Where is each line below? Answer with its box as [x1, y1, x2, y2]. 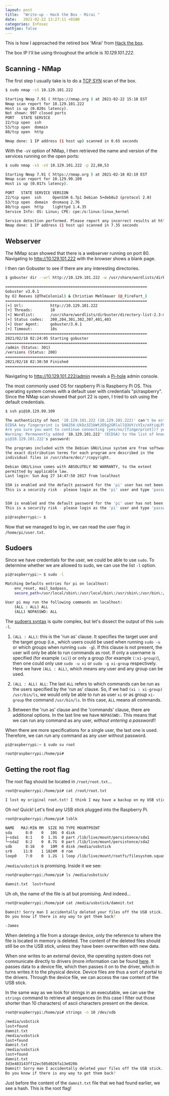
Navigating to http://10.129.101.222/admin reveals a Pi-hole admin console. [5, 373, 159, 379]
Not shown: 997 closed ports [5, 110, 66, 116]
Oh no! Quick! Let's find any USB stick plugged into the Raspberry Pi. [5, 806, 148, 813]
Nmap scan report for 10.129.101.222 [5, 101, 84, 106]
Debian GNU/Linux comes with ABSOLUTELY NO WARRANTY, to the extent [5, 464, 152, 469]
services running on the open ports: [5, 153, 79, 159]
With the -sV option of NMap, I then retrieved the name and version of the [5, 147, 157, 154]
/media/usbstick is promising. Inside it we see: [5, 862, 102, 869]
